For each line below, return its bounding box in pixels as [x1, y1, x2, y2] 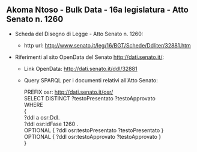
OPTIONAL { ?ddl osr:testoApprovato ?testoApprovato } [23, 133, 162, 140]
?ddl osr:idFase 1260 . [23, 120, 79, 127]
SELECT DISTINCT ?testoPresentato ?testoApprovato [23, 94, 156, 102]
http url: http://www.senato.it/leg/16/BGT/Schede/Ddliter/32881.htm [23, 41, 191, 49]
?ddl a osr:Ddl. [23, 114, 60, 121]
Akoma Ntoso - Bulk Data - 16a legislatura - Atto [6, 5, 189, 15]
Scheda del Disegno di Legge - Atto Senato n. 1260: [14, 30, 144, 37]
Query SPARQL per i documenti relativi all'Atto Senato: [23, 76, 158, 84]
